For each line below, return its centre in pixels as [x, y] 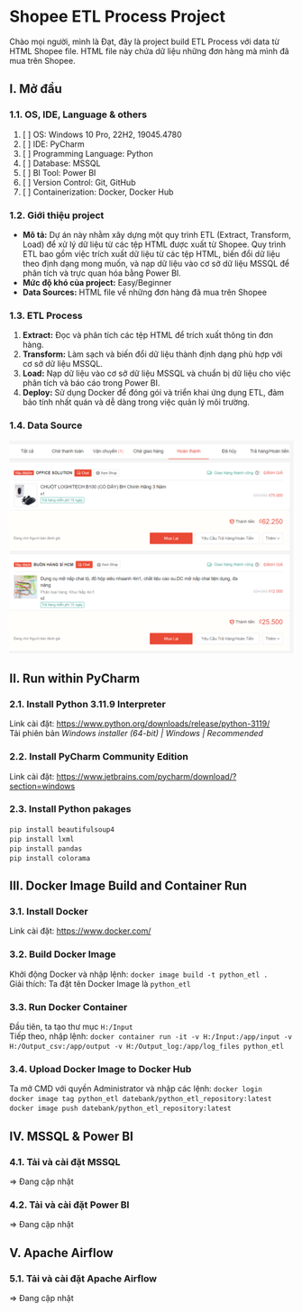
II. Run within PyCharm [75, 678]
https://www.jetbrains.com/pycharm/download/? [146, 776]
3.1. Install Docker [49, 912]
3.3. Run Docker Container [69, 1007]
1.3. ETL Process [46, 315]
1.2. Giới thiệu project [57, 215]
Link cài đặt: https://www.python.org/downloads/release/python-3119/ [140, 724]
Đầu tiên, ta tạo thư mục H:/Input [71, 1027]
